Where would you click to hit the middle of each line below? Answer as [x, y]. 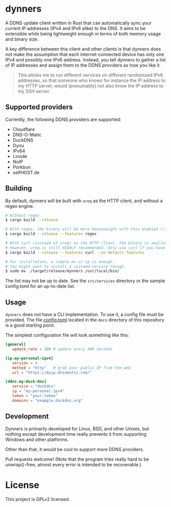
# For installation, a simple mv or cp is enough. [60, 262]
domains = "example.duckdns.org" [47, 400]
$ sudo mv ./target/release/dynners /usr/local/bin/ [62, 271]
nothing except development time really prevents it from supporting [76, 434]
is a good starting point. [30, 325]
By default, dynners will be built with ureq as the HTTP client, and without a [84, 201]
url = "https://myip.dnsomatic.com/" [52, 372]
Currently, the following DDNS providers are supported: [63, 119]
